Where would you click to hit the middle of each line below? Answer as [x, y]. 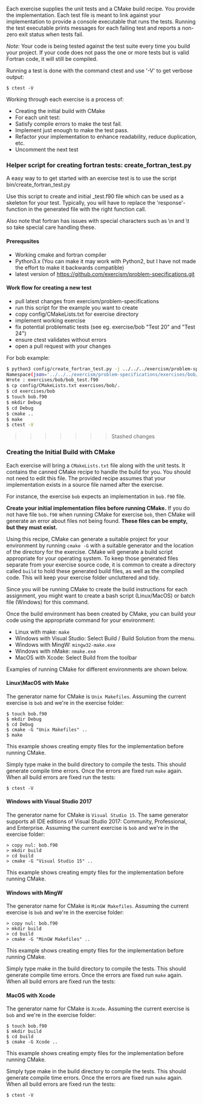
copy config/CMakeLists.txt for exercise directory [77, 314]
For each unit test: [37, 117]
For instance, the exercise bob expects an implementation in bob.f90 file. [96, 496]
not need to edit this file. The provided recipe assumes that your [86, 478]
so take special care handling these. [51, 227]
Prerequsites [23, 241]
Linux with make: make [42, 632]
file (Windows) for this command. [48, 602]
